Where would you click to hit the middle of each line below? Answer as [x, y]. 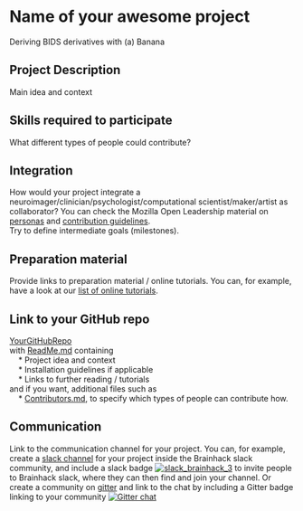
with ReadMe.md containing [62, 350]
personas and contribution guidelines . [80, 221]
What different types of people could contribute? [100, 142]
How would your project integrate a [75, 193]
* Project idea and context [66, 360]
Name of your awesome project [130, 17]
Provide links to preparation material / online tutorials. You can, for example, [151, 281]
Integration [42, 170]
